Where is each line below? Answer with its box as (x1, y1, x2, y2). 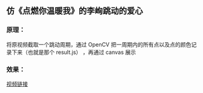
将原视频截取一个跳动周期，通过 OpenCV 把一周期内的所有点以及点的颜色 (6, 40, 191, 48)
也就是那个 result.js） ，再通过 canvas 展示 (27, 48, 136, 56)
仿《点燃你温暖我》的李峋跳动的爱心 (6, 6, 143, 17)
